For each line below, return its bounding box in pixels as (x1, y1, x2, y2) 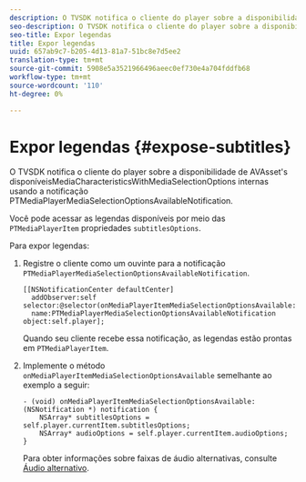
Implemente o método (22, 360, 106, 371)
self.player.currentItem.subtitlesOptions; (22, 421, 191, 430)
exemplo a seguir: (22, 379, 90, 391)
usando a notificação (9, 186, 89, 196)
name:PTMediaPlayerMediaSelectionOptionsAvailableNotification (31, 309, 276, 318)
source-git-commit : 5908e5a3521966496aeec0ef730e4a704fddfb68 (9, 65, 250, 74)
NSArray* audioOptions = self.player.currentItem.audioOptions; (39, 429, 289, 438)
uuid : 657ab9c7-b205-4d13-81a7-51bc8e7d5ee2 (9, 47, 181, 56)
